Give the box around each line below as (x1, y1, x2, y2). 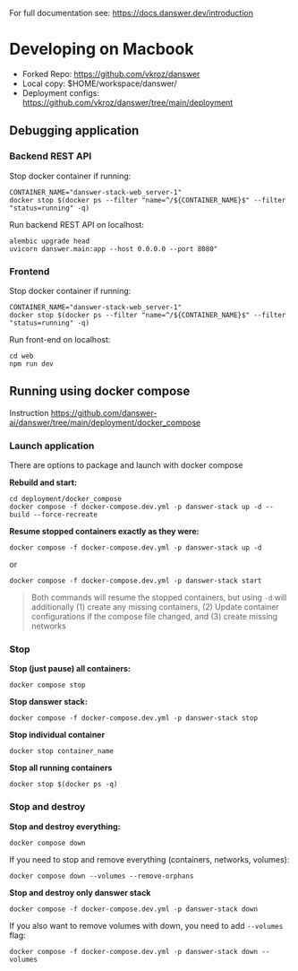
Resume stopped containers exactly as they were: (9, 526, 200, 537)
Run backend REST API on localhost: (9, 219, 145, 230)
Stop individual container (9, 730, 106, 741)
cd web (9, 351, 34, 360)
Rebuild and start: (9, 477, 78, 488)
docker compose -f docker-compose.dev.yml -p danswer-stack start (9, 577, 262, 585)
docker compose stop (9, 681, 87, 689)
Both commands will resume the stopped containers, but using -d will (30, 592, 287, 603)
